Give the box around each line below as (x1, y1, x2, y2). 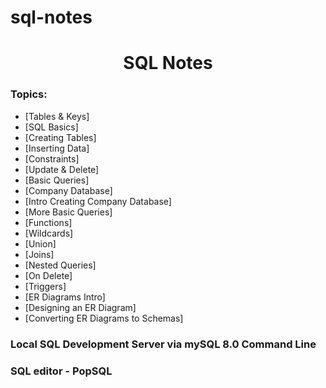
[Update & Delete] (24, 163, 100, 175)
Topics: (10, 87, 48, 101)
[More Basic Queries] (24, 206, 113, 218)
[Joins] (24, 248, 55, 260)
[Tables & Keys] (24, 110, 90, 122)
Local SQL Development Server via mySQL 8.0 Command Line (10, 337, 317, 351)
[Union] (24, 237, 57, 250)
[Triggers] (24, 280, 67, 292)
